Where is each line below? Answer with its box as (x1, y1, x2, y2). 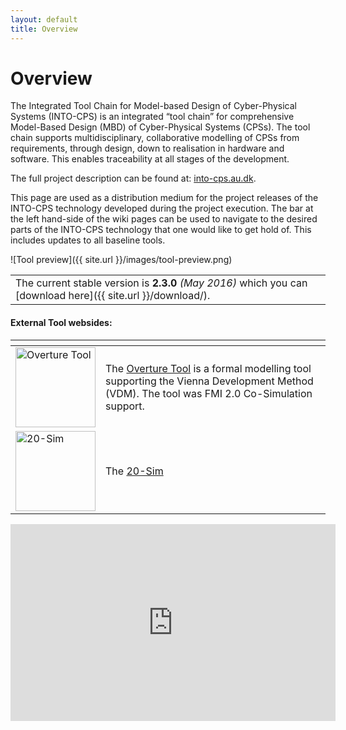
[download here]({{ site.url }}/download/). (15, 289, 211, 303)
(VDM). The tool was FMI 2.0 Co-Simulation (105, 386, 313, 400)
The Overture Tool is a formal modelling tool (105, 361, 312, 375)
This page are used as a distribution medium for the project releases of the (10, 192, 319, 204)
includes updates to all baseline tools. (10, 234, 166, 246)
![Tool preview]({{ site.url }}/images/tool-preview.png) (10, 254, 233, 266)
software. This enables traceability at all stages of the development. (10, 153, 290, 165)
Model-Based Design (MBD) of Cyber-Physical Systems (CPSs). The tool (10, 121, 311, 133)
